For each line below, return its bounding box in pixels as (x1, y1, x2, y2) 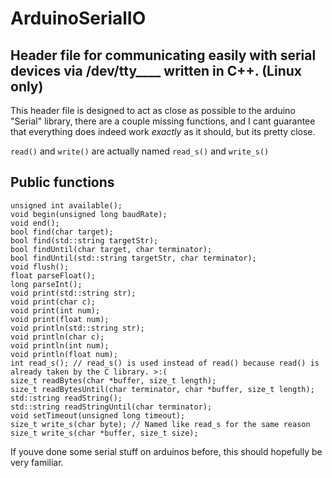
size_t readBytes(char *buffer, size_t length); (10, 375, 217, 386)
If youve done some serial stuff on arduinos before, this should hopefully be (10, 445, 323, 457)
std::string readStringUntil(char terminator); (10, 402, 213, 412)
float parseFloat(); (10, 270, 97, 281)
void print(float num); (10, 314, 110, 324)
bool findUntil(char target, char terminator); (10, 244, 213, 254)
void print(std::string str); (10, 288, 137, 298)
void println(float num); (10, 349, 118, 359)
